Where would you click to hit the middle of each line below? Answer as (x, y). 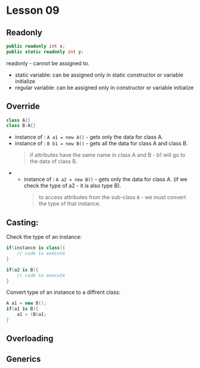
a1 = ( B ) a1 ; (32, 315)
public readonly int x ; (36, 46)
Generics (24, 359)
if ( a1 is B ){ (22, 309)
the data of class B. (53, 162)
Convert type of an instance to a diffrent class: (63, 292)
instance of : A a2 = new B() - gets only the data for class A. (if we (105, 180)
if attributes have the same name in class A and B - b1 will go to (107, 155)
